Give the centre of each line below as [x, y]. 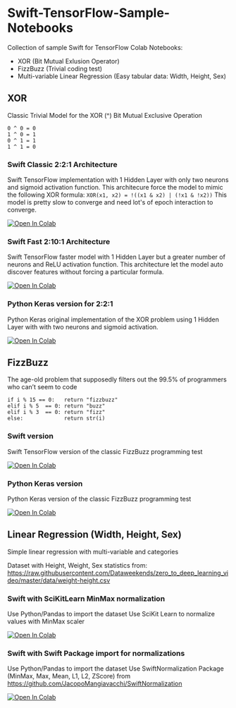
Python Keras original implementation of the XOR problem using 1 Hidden [113, 319]
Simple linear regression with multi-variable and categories [93, 551]
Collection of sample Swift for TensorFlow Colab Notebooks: [95, 47]
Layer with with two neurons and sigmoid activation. [83, 326]
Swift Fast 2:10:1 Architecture [59, 241]
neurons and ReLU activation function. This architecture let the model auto [115, 264]
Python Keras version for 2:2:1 [60, 304]
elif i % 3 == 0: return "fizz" [56, 413]
